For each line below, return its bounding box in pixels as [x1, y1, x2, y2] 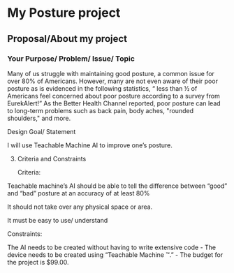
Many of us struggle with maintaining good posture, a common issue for [7, 69, 215, 78]
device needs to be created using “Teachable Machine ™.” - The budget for [7, 250, 224, 259]
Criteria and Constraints [17, 154, 87, 163]
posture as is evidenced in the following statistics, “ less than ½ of [7, 84, 198, 92]
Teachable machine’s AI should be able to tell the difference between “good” [7, 182, 228, 190]
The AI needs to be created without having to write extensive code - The [7, 243, 217, 251]
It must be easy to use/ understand [7, 216, 108, 224]
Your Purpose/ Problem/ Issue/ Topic [7, 54, 135, 64]
